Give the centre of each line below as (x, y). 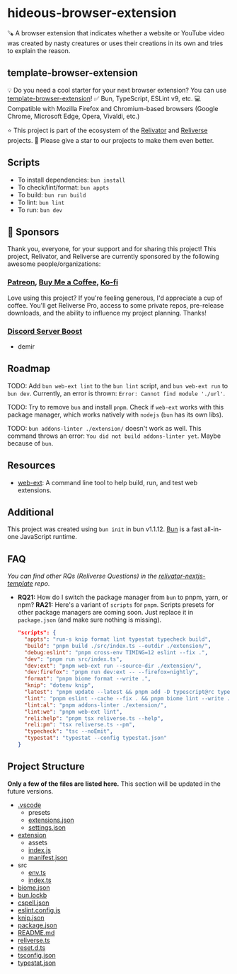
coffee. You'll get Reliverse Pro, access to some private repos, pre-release (116, 305)
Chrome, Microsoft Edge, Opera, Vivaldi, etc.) (74, 116)
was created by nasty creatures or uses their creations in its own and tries (115, 43)
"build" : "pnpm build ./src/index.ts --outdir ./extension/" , (118, 646)
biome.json (34, 887)
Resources (31, 466)
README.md (36, 932)
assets (38, 842)
